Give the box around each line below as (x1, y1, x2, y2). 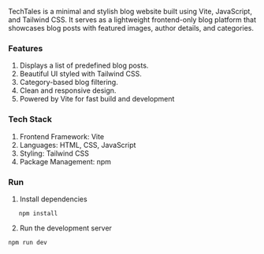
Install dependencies (19, 194, 88, 204)
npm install (18, 209, 58, 217)
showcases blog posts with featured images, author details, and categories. (8, 24, 255, 32)
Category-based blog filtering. (19, 78, 118, 87)
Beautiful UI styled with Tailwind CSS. (19, 69, 142, 79)
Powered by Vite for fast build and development (19, 94, 175, 104)
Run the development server (19, 223, 113, 233)
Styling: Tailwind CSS (19, 149, 89, 158)
